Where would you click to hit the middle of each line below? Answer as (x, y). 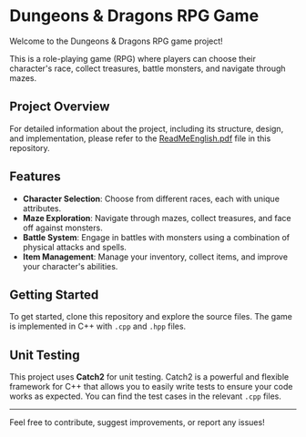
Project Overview (60, 107)
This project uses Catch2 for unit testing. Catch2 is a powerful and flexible (149, 377)
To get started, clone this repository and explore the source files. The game (151, 317)
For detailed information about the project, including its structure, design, (147, 128)
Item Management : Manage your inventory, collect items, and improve (155, 257)
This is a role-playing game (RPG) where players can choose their (133, 58)
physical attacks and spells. (75, 247)
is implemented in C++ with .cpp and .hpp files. (98, 326)
